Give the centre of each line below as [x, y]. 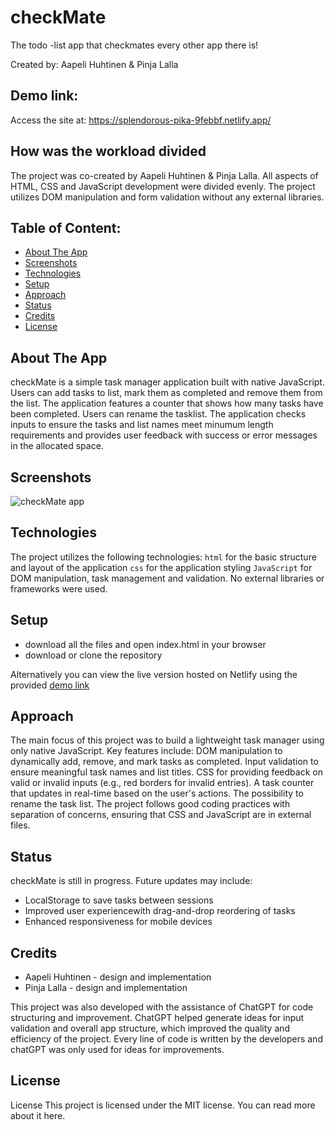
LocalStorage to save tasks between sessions [119, 900]
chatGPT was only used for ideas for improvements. [117, 1050]
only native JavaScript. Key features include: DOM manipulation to [146, 751]
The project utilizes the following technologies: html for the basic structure [163, 557]
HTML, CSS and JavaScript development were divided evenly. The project [163, 186]
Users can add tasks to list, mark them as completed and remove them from [166, 393]
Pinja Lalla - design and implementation [106, 988]
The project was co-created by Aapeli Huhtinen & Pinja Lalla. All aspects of [164, 175]
